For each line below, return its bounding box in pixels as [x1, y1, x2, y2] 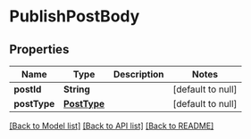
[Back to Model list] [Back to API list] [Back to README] [9, 120, 214, 131]
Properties [9, 42, 70, 57]
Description [113, 69, 164, 80]
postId [13, 83, 42, 95]
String [63, 83, 91, 95]
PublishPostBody [9, 6, 140, 27]
